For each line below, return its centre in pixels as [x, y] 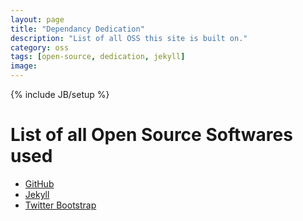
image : [24, 66]
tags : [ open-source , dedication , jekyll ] [98, 57]
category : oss [40, 47]
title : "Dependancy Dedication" [77, 29]
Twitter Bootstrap [60, 205]
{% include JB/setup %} [60, 94]
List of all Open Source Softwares [151, 135]
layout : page [37, 19]
